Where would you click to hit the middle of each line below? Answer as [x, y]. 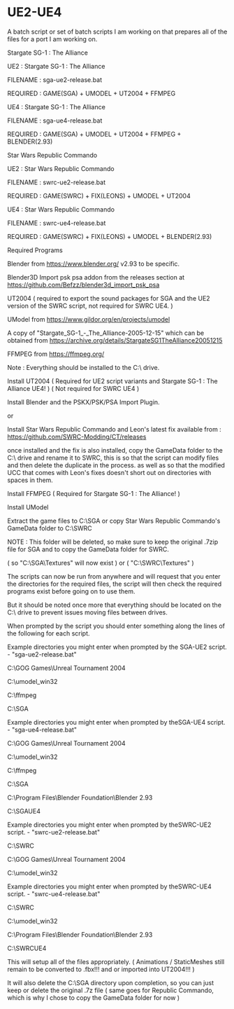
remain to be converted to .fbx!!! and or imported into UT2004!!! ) [101, 969]
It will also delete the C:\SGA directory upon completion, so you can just [111, 982]
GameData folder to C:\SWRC [50, 528]
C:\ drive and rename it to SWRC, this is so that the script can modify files [113, 458]
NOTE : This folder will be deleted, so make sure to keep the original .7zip [113, 542]
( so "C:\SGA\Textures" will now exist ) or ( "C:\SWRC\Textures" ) [101, 563]
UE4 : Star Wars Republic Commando [61, 209]
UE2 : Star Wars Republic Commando [61, 168]
